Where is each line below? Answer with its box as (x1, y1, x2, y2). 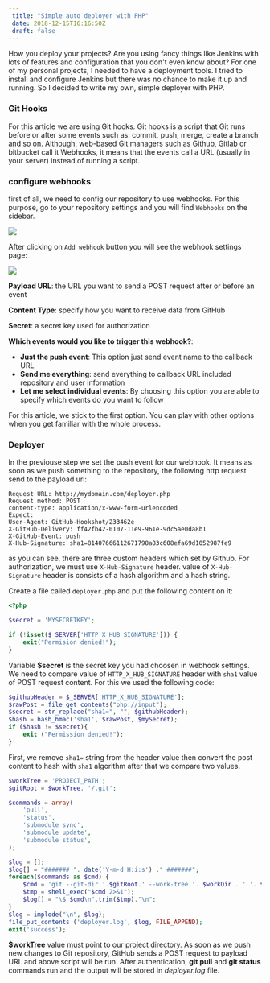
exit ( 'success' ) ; (8, 925, 67, 934)
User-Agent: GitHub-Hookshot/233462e (8, 518, 135, 527)
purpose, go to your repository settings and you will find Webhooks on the (8, 202, 247, 212)
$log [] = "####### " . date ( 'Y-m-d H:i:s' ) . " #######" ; (8, 865, 199, 874)
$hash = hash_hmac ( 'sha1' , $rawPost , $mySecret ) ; (8, 716, 178, 724)
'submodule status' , (22, 836, 92, 844)
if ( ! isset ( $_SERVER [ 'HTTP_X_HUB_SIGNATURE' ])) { (8, 631, 178, 639)
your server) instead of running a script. (8, 155, 141, 165)
